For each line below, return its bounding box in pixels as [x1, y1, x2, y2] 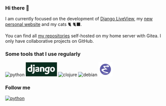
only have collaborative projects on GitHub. [5, 38, 94, 44]
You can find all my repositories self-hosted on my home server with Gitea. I [5, 33, 161, 39]
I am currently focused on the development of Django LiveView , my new [5, 16, 153, 22]
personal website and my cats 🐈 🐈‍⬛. [5, 21, 82, 27]
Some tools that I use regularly [5, 51, 81, 58]
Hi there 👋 [5, 4, 30, 11]
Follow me [5, 84, 31, 91]
